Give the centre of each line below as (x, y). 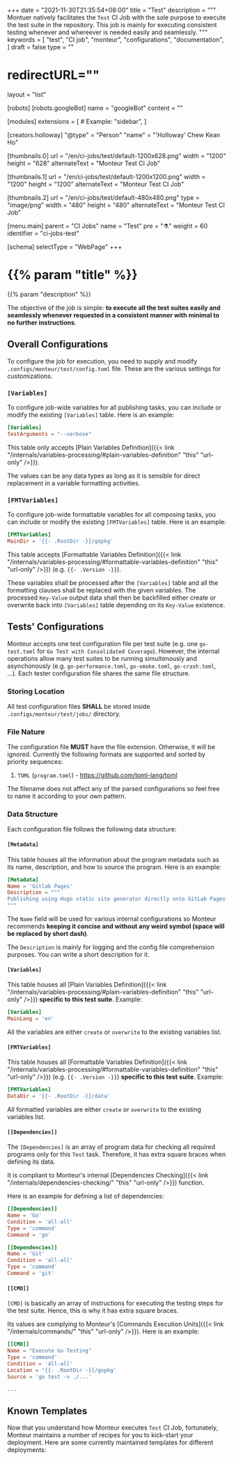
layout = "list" (27, 94)
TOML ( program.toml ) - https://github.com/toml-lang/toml (97, 775)
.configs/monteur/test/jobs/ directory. (64, 714)
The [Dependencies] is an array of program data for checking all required (111, 1147)
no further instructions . (42, 322)
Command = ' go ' (29, 1235)
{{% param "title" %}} (72, 275)
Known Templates (47, 1411)
